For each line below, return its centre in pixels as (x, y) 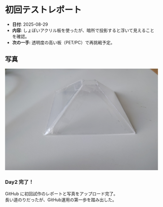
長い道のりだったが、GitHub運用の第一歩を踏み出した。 (61, 200)
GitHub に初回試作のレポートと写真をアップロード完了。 (61, 193)
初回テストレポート (43, 10)
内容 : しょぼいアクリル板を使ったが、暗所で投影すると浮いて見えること (83, 30)
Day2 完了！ (19, 182)
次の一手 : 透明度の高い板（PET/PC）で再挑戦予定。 (63, 42)
